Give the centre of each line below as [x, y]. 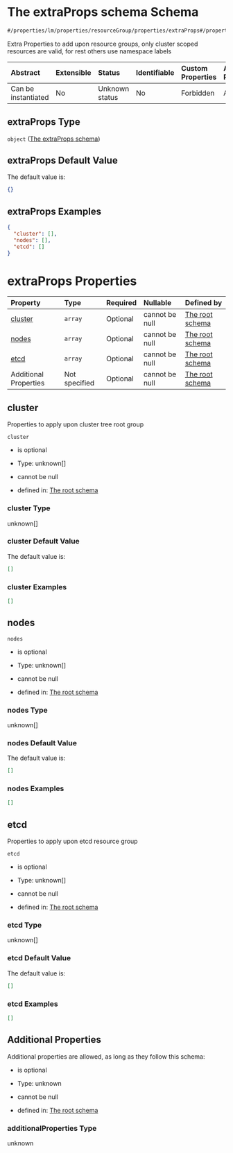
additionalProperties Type [52, 1128]
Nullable [157, 303]
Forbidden [198, 93]
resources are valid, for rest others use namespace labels [89, 51]
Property [26, 303]
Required [122, 303]
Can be [23, 89]
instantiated [30, 97]
